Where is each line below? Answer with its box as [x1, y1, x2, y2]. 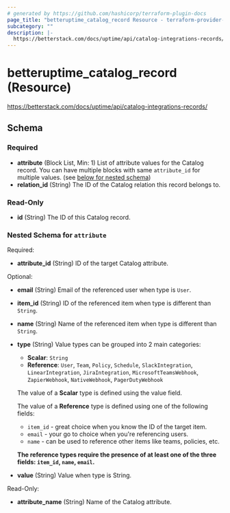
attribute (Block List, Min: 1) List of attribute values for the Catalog [16, 159, 204, 167]
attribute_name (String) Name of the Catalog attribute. [16, 498, 172, 506]
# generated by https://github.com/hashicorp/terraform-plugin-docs [7, 10, 207, 17]
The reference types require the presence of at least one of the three [16, 451, 217, 459]
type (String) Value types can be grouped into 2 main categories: [16, 341, 201, 349]
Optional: [7, 273, 33, 281]
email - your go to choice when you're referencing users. [27, 430, 189, 438]
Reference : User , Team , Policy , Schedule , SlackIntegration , [27, 361, 193, 369]
